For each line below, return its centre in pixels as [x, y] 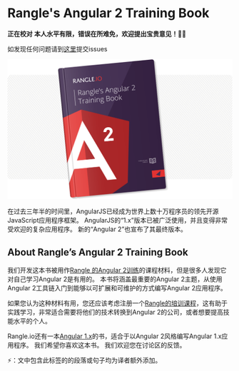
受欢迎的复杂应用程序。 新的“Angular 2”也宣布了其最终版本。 [97, 229]
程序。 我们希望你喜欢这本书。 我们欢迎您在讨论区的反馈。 [100, 345]
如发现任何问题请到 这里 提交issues [57, 49]
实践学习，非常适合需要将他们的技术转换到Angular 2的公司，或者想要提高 [115, 312]
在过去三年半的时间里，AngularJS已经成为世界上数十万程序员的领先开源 [113, 211]
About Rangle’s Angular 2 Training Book [98, 252]
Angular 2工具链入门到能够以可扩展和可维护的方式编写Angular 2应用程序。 [117, 288]
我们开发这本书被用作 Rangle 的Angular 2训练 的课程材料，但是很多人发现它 [117, 270]
